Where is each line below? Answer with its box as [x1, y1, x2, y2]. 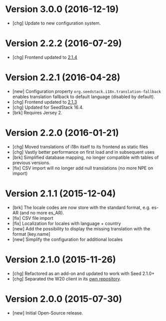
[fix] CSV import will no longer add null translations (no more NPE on [12, 165, 154, 171]
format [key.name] [12, 231, 51, 237]
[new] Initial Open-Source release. [12, 309, 83, 316]
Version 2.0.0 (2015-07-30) [5, 293, 122, 304]
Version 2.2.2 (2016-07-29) [5, 38, 122, 49]
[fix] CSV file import [12, 215, 53, 221]
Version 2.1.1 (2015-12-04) [5, 188, 116, 199]
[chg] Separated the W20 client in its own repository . [12, 275, 121, 281]
